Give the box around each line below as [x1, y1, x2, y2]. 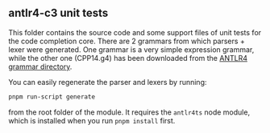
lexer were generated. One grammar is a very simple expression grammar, [8, 44, 255, 54]
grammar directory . [8, 62, 73, 71]
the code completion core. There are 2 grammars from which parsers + [8, 36, 246, 46]
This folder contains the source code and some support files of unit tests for [8, 27, 262, 37]
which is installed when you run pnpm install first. [8, 115, 176, 125]
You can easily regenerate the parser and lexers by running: [8, 77, 207, 87]
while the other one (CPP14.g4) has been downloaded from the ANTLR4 [8, 53, 248, 62]
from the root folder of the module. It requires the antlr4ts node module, [8, 107, 251, 117]
